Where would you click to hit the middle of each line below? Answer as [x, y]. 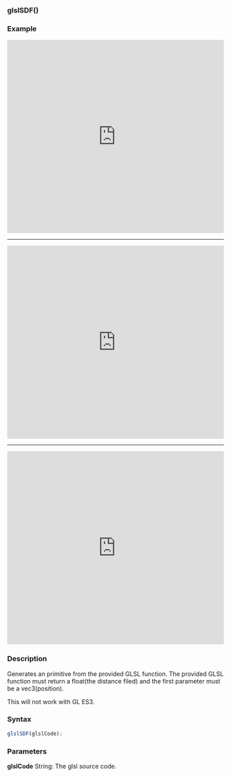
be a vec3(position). [35, 688]
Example [22, 28]
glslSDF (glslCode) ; [35, 734]
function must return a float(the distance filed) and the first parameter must [114, 681]
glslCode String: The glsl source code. [62, 766]
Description [27, 659]
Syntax [19, 719]
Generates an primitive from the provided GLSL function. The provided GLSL [115, 674]
